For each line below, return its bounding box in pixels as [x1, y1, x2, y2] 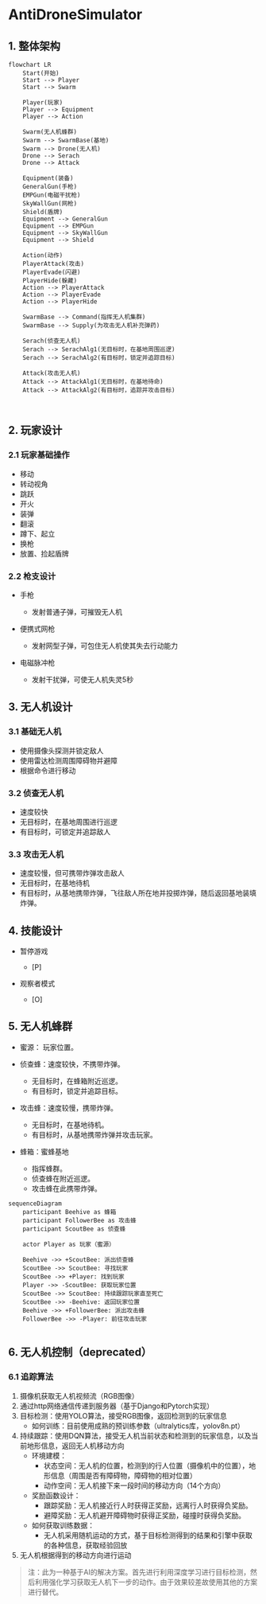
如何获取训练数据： [31, 1520, 95, 1530]
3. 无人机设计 [8, 701, 73, 714]
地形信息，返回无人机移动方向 [26, 1441, 125, 1450]
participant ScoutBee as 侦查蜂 [22, 1224, 126, 1233]
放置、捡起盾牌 [19, 548, 69, 558]
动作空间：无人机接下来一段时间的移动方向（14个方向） [43, 1481, 226, 1490]
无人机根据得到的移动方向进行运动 [19, 1550, 132, 1559]
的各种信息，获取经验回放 [43, 1540, 128, 1550]
